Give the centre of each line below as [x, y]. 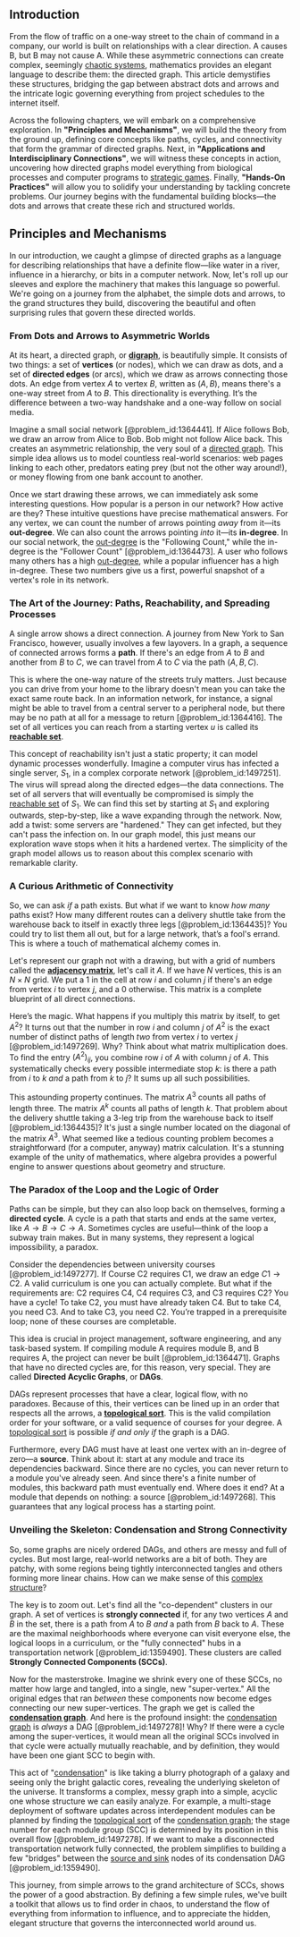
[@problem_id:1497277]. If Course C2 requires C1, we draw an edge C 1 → [145, 1274]
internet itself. [34, 103]
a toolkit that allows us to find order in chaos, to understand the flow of [140, 1904]
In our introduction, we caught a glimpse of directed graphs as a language [146, 255]
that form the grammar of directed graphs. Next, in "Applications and [137, 149]
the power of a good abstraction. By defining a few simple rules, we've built [148, 1894]
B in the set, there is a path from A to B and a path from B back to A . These [147, 1624]
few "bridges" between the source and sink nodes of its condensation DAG [147, 1858]
